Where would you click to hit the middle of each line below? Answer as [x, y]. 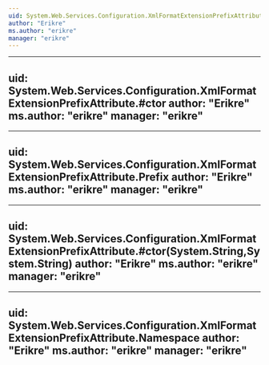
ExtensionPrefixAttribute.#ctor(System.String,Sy [134, 251]
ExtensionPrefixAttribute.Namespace [104, 338]
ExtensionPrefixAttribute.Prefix [89, 177]
